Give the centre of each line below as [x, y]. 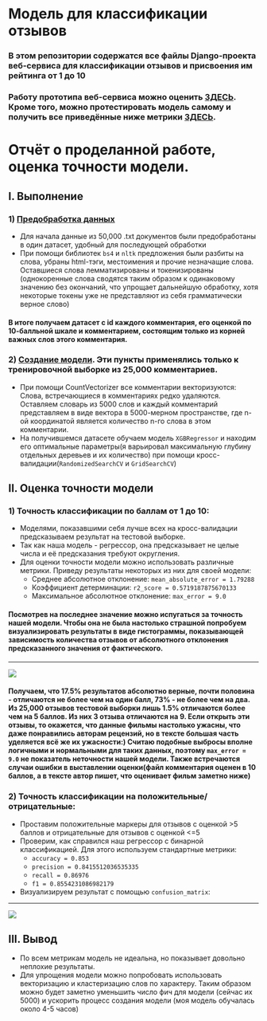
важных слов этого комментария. [68, 339]
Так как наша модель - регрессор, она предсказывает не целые [130, 545]
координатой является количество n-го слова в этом [121, 421]
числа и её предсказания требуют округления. [100, 554]
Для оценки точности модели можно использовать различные [127, 562]
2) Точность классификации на [72, 796]
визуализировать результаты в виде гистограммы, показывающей [126, 631]
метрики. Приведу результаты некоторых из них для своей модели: [135, 571]
